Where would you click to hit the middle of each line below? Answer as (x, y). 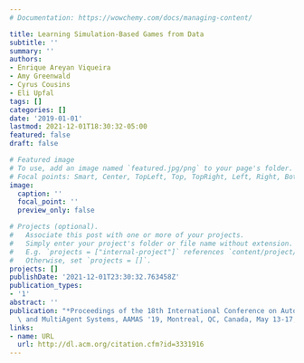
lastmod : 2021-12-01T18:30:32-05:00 (78, 127)
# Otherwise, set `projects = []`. (81, 260)
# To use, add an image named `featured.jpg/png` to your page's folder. (152, 168)
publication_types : (46, 286)
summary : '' (32, 51)
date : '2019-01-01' (46, 119)
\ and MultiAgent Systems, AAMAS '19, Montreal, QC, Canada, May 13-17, (157, 319)
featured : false (40, 135)
